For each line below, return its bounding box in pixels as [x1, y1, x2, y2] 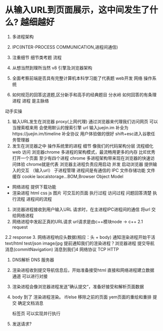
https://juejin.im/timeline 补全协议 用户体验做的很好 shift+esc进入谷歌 [12, 130, 151, 137]
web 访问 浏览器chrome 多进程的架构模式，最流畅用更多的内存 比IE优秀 [12, 149, 156, 155]
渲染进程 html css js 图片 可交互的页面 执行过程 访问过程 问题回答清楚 [12, 190, 152, 196]
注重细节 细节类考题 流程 [12, 54, 62, 60]
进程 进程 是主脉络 [12, 98, 49, 103]
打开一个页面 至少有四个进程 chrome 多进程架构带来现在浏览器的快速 [12, 155, 151, 161]
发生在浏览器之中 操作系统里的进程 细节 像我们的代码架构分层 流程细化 [12, 143, 154, 149]
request [12, 224, 28, 230]
